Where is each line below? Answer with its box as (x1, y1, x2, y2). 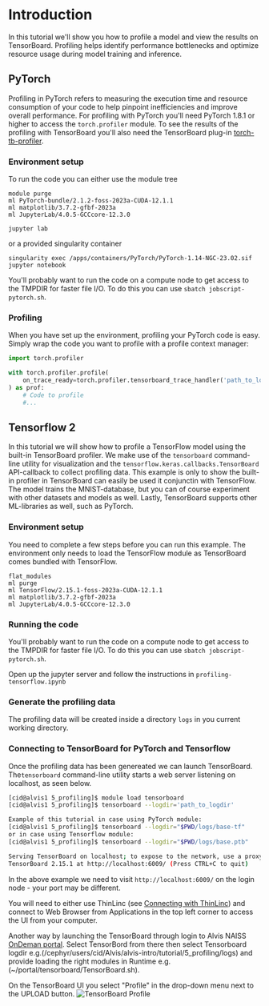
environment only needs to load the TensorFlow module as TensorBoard (8, 548, 247, 558)
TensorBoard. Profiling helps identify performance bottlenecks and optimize (8, 40, 259, 50)
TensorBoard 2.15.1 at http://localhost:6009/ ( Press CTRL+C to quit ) (8, 860, 249, 868)
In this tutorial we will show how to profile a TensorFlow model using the (8, 442, 247, 451)
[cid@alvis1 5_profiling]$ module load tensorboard (8, 794, 184, 802)
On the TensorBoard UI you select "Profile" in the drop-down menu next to (8, 980, 255, 990)
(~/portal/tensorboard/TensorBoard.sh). (8, 964, 140, 974)
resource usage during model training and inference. (8, 49, 183, 58)
